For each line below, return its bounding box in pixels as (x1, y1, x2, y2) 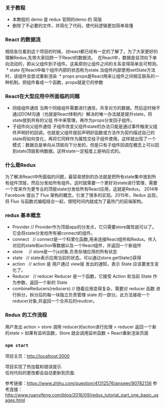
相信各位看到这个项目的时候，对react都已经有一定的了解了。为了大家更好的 (5, 48, 158, 54)
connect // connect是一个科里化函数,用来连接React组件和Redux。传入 (12, 236, 157, 242)
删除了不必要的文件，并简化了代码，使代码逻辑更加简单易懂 (12, 23, 133, 29)
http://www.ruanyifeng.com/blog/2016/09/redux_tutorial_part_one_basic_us (5, 392, 159, 398)
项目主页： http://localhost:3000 (5, 353, 70, 359)
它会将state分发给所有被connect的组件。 (12, 230, 95, 236)
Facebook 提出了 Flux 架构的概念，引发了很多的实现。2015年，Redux (5, 192, 146, 198)
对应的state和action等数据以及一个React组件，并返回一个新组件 (12, 243, 142, 249)
